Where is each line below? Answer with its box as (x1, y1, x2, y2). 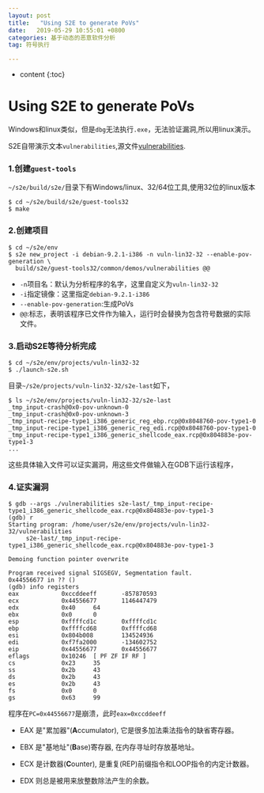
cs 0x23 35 (8, 659, 101, 667)
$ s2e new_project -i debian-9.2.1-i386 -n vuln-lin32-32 (8, 250, 203, 258)
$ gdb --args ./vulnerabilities (8, 500, 115, 508)
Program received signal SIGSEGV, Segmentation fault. (8, 569, 193, 578)
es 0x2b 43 (8, 680, 101, 689)
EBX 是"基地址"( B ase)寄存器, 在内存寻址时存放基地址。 (19, 742, 199, 752)
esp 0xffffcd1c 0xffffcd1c (8, 618, 157, 626)
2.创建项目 (8, 225, 49, 236)
